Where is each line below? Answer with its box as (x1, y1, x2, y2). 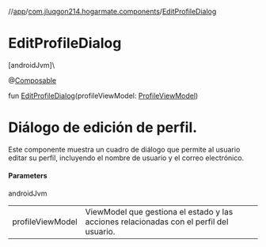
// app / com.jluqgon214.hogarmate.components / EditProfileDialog (8, 7, 217, 16)
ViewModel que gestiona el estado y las (85, 207, 234, 218)
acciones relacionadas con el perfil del (85, 216, 229, 227)
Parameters (8, 171, 47, 181)
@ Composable (8, 75, 57, 85)
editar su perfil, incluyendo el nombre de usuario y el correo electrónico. (8, 153, 245, 163)
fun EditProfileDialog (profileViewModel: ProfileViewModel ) (8, 91, 199, 100)
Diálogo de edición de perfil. (8, 118, 198, 137)
